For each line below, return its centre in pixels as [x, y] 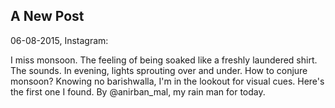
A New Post [47, 16]
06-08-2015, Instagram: [59, 40]
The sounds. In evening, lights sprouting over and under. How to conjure [159, 70]
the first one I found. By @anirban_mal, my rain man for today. [138, 91]
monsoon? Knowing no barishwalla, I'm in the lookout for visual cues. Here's [167, 81]
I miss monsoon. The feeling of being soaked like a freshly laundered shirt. [164, 60]
